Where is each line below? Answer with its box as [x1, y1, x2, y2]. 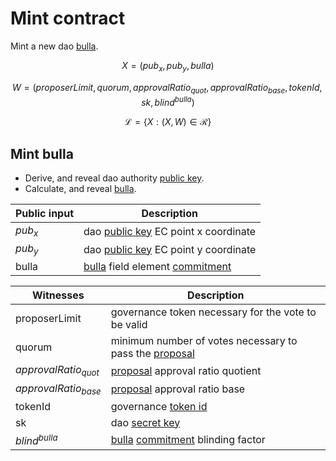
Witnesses [31, 288, 85, 302]
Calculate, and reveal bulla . [24, 183, 137, 194]
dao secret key [110, 415, 181, 429]
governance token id [110, 399, 208, 413]
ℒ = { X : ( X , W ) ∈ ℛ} [124, 116, 212, 128]
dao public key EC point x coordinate [83, 224, 257, 238]
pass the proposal [110, 347, 195, 361]
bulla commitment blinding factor [110, 433, 266, 447]
